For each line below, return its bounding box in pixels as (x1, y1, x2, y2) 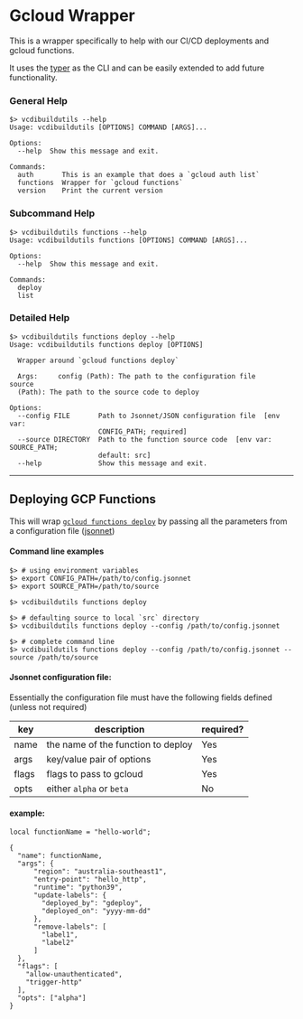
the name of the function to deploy (46, 738, 193, 751)
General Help (9, 94, 68, 107)
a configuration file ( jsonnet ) (9, 525, 115, 536)
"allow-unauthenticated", (25, 970, 124, 979)
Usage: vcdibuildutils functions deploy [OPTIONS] (9, 340, 204, 349)
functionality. (9, 71, 59, 82)
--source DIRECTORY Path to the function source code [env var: (17, 435, 272, 444)
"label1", (41, 930, 78, 940)
